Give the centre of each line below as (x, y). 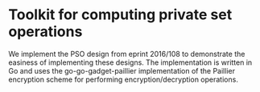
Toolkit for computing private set (120, 15)
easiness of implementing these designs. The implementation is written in (130, 62)
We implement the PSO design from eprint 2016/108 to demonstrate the (127, 54)
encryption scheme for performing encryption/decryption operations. (124, 79)
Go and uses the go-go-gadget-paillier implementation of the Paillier (122, 70)
